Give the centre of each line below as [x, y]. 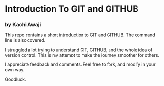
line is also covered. [25, 40]
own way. [15, 70]
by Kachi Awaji [23, 25]
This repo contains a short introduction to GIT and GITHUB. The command [80, 35]
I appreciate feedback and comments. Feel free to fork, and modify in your [80, 64]
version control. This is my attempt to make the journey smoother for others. [82, 55]
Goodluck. [15, 79]
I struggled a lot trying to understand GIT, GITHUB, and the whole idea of [79, 50]
